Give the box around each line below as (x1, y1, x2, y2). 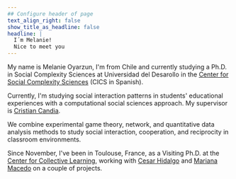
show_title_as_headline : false (7, 23, 100, 30)
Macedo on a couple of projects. (7, 164, 103, 172)
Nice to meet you (13, 43, 65, 50)
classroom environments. (7, 135, 82, 144)
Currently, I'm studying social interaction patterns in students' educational (7, 91, 223, 100)
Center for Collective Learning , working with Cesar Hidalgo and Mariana (7, 156, 218, 165)
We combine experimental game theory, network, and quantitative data (7, 120, 215, 128)
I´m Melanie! (13, 37, 52, 44)
